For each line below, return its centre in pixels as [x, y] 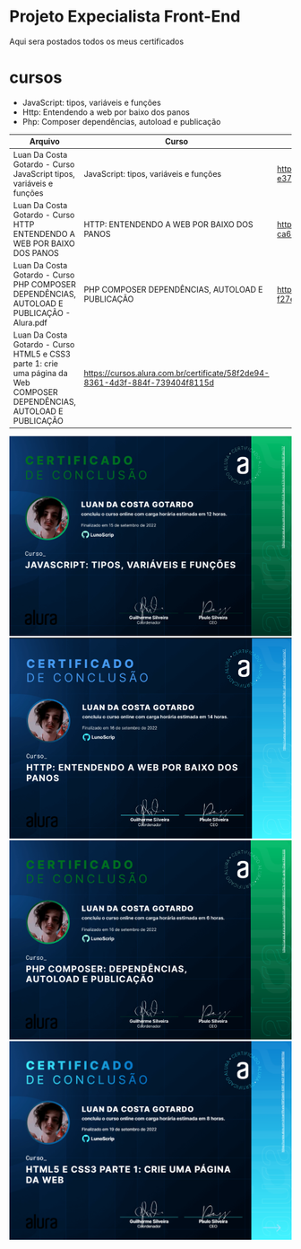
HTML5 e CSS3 [42, 354]
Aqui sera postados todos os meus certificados [97, 41]
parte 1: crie [35, 364]
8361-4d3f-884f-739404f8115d [149, 383]
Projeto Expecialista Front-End [125, 17]
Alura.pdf [30, 323]
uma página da [41, 374]
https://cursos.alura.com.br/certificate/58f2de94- [177, 374]
